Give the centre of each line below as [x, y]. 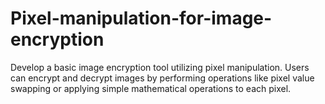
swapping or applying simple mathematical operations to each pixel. [151, 88]
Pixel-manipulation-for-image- [141, 18]
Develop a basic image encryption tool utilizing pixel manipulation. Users [160, 67]
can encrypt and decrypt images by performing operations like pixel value [162, 78]
